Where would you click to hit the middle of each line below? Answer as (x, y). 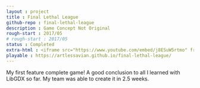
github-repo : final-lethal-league (50, 22)
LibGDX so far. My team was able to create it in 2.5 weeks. (78, 79)
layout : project (28, 12)
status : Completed (30, 45)
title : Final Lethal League (42, 17)
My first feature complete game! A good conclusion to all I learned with (93, 72)
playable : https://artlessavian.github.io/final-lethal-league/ (89, 56)
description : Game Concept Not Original (58, 28)
